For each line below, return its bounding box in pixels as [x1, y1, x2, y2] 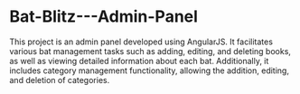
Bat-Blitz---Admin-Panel [9, 6, 199, 27]
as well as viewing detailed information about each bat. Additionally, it [9, 55, 269, 66]
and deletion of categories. [9, 74, 110, 85]
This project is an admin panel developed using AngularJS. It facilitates [9, 36, 274, 47]
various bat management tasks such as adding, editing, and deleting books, [9, 45, 292, 56]
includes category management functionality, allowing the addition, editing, [9, 65, 289, 76]
